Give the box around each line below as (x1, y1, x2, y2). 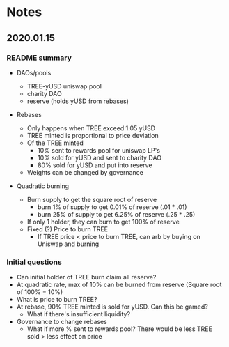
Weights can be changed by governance (26, 168, 144, 176)
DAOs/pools (16, 68, 52, 77)
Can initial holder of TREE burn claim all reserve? (16, 273, 157, 282)
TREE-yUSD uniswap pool (26, 82, 102, 91)
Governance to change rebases (16, 318, 107, 326)
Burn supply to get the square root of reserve (26, 195, 157, 203)
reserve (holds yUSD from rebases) (26, 97, 129, 105)
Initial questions (6, 257, 62, 267)
